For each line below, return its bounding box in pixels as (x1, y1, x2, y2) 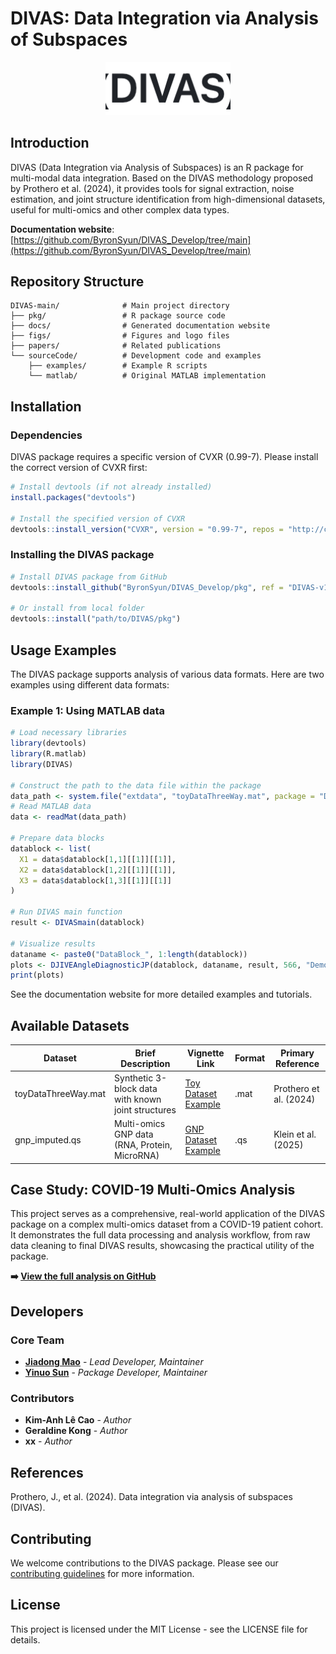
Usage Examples (10, 642, 117, 659)
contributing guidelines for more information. (10, 1567, 195, 1579)
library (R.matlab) (10, 749, 87, 759)
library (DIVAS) (10, 759, 74, 769)
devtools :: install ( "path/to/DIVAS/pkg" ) (10, 614, 182, 624)
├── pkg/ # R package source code (10, 311, 226, 321)
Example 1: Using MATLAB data (10, 703, 166, 717)
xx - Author (24, 1435, 73, 1447)
